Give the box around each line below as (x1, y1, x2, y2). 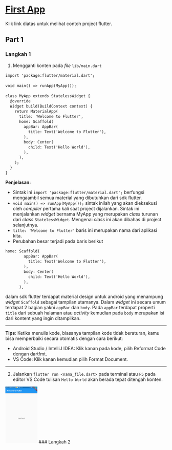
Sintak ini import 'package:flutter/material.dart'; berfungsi (12, 189, 145, 195)
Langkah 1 (5, 51, 31, 58)
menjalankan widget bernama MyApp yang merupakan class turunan (12, 211, 158, 217)
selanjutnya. (12, 222, 38, 228)
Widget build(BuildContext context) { (10, 103, 93, 109)
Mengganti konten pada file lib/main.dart (12, 62, 102, 69)
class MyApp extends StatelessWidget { (5, 93, 91, 98)
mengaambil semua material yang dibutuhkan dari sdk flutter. (12, 195, 142, 201)
